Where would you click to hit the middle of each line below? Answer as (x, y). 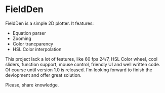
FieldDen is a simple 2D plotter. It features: (50, 23)
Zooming (22, 38)
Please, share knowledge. (32, 85)
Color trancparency (33, 43)
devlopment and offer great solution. (44, 75)
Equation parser (29, 33)
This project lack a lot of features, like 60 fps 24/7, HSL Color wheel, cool (81, 59)
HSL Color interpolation (37, 49)
